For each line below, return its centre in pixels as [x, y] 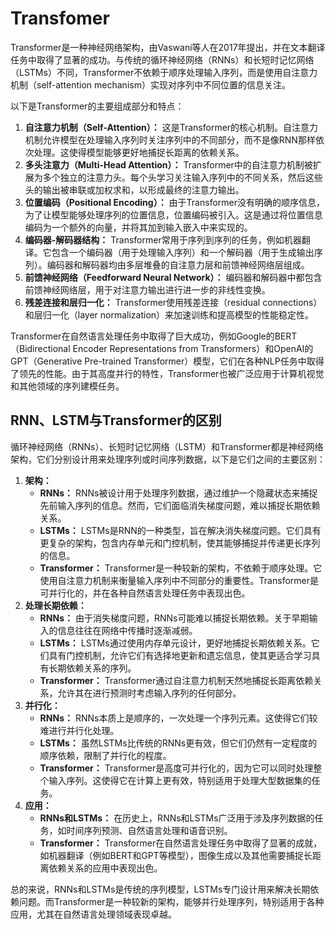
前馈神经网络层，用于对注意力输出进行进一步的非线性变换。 [147, 289]
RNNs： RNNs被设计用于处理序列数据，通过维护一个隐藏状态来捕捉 [178, 493]
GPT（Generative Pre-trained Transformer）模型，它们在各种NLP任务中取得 [167, 361]
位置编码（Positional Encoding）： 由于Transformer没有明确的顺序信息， [174, 202]
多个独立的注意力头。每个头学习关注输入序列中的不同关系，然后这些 [182, 177]
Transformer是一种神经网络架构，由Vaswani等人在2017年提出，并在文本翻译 [168, 47]
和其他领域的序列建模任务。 [67, 386]
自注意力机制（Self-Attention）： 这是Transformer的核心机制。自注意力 [171, 127]
